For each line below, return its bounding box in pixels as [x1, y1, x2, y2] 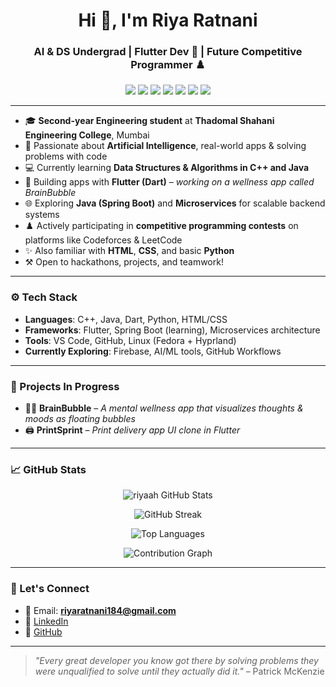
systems [24, 209, 60, 221]
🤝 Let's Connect [10, 582, 90, 596]
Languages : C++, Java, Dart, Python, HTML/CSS [24, 313, 228, 325]
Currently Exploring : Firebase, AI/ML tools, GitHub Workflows [24, 345, 282, 357]
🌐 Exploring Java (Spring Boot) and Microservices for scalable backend [24, 197, 326, 209]
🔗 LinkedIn [24, 615, 69, 627]
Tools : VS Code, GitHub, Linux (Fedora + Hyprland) [24, 334, 237, 346]
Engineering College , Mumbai [24, 129, 150, 141]
